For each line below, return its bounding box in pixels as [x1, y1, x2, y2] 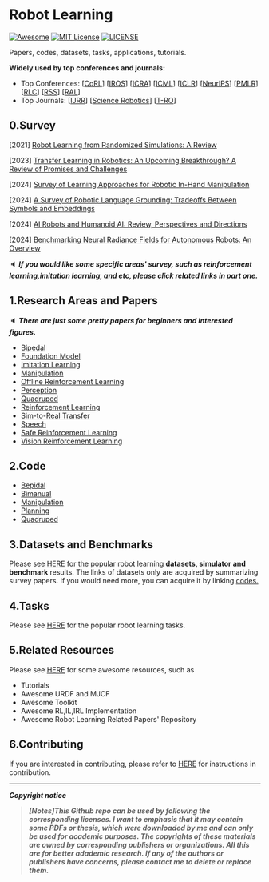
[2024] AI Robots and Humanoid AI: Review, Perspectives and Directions [9, 218, 247, 229]
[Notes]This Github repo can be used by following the [28, 806, 211, 816]
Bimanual [20, 489, 52, 499]
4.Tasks [9, 599, 50, 613]
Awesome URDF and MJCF [20, 688, 110, 698]
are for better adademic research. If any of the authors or [28, 848, 224, 858]
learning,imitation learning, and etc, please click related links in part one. [9, 271, 259, 280]
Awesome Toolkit [20, 697, 77, 707]
